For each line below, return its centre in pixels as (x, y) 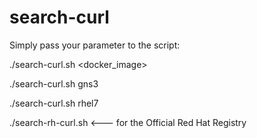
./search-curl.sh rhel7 (54, 103)
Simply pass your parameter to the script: (95, 45)
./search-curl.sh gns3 (54, 83)
